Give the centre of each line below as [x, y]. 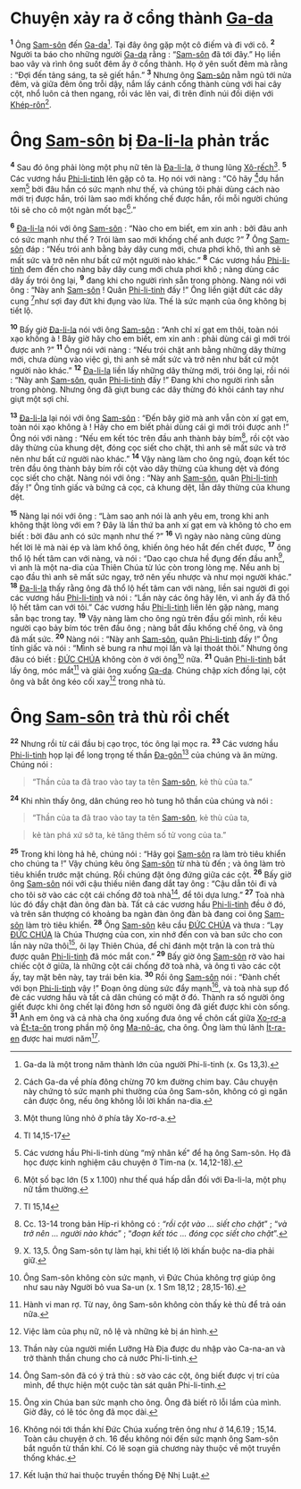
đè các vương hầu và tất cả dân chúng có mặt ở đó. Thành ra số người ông [147, 997]
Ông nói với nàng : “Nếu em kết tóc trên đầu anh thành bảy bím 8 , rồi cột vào [150, 438]
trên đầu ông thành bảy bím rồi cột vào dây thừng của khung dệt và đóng [145, 468]
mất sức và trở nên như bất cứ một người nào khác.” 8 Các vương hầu [138, 259]
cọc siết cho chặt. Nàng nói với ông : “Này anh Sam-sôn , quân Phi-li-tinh [144, 477]
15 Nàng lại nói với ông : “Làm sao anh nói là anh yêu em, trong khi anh [139, 515]
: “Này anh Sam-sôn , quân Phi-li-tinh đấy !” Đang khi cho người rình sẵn [142, 380]
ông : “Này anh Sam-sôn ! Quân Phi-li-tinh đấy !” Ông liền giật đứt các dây [146, 290]
